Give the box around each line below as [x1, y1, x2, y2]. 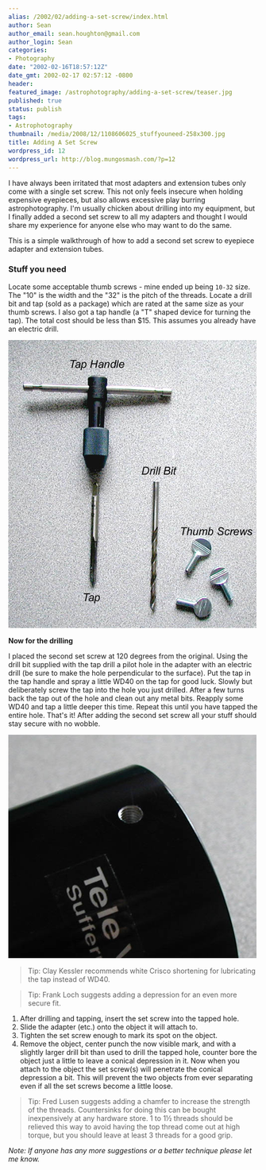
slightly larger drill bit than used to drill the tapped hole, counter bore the [19, 1047, 257, 1056]
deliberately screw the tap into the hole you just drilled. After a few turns [8, 685, 245, 694]
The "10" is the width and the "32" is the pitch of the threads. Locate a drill [8, 290, 253, 299]
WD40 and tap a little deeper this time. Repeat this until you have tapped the [8, 701, 258, 711]
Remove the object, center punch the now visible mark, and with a [19, 1039, 237, 1048]
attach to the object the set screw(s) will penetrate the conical [19, 1064, 223, 1074]
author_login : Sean [8, 38, 73, 46]
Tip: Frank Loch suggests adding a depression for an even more [27, 990, 237, 999]
